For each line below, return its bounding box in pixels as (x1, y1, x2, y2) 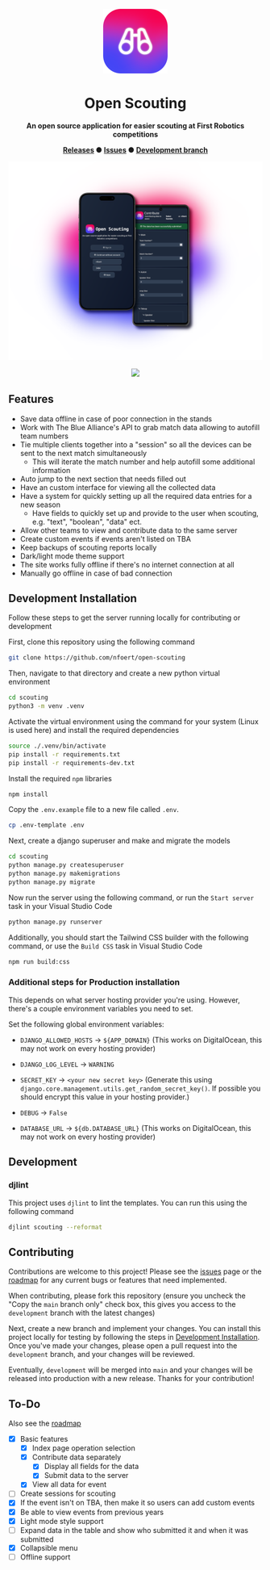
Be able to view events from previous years (19, 1507, 164, 1517)
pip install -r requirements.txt (8, 750, 121, 759)
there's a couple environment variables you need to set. (8, 1003, 193, 1013)
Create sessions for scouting (19, 1488, 116, 1498)
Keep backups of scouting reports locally (19, 542, 157, 552)
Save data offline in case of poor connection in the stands (19, 413, 212, 424)
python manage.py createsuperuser (8, 861, 125, 869)
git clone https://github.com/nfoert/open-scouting (8, 654, 185, 662)
